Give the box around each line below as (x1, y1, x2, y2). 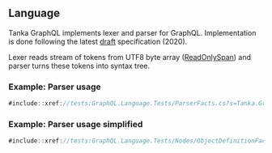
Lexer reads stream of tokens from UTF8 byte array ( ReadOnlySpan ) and (8, 52, 252, 62)
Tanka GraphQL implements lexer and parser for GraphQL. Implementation (8, 28, 257, 37)
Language (8, 6, 61, 20)
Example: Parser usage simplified (8, 118, 143, 130)
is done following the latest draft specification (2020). (8, 36, 188, 46)
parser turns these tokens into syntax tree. (8, 61, 151, 70)
